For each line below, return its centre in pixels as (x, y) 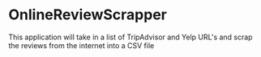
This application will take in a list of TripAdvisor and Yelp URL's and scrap (130, 37)
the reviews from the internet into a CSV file (81, 45)
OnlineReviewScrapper (88, 15)
